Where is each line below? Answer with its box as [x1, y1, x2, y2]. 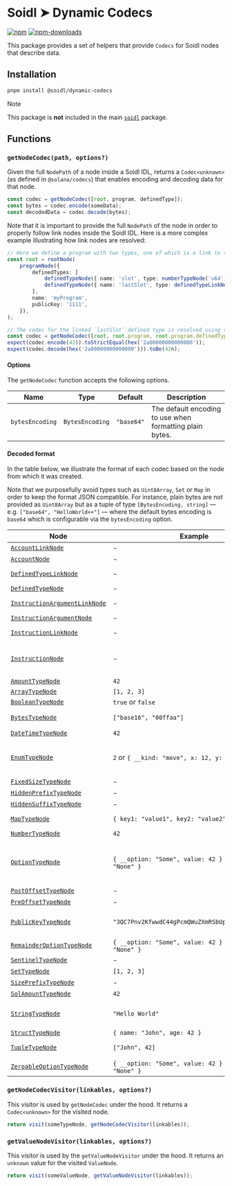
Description [166, 393, 206, 402]
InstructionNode [10, 655, 64, 663]
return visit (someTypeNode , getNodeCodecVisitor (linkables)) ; [7, 1121, 190, 1128]
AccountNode [10, 556, 50, 563]
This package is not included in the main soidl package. [7, 113, 168, 121]
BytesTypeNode [10, 714, 57, 722]
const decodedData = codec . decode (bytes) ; [7, 209, 131, 216]
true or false [113, 698, 155, 707]
